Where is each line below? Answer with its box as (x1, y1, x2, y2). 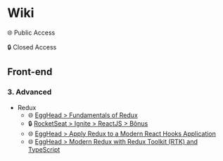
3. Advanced (7, 87, 52, 97)
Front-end (7, 66, 53, 78)
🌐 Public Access (7, 28, 56, 37)
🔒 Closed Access (7, 42, 57, 51)
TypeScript (27, 145, 60, 153)
